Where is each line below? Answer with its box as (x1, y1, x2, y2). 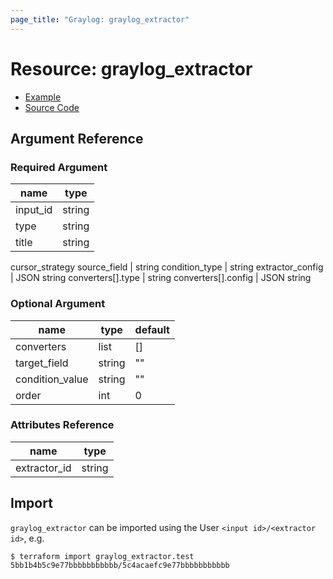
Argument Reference (10, 130, 144, 147)
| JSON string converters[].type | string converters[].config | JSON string (10, 272, 312, 284)
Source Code (24, 101, 80, 113)
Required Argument (10, 160, 108, 174)
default (134, 322, 170, 336)
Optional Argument (10, 297, 106, 311)
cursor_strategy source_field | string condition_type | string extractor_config (10, 261, 324, 273)
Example (24, 91, 62, 103)
